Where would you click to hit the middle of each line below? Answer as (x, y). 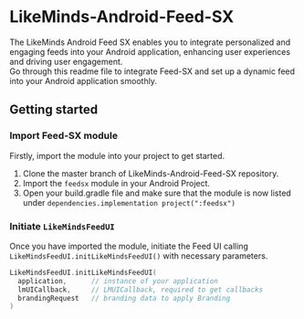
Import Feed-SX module (64, 136)
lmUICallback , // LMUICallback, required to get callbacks (140, 290)
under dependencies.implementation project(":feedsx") (129, 202)
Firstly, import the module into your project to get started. (117, 155)
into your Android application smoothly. (84, 80)
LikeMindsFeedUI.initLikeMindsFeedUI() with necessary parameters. (139, 255)
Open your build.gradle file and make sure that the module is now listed (157, 193)
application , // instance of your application (118, 281)
